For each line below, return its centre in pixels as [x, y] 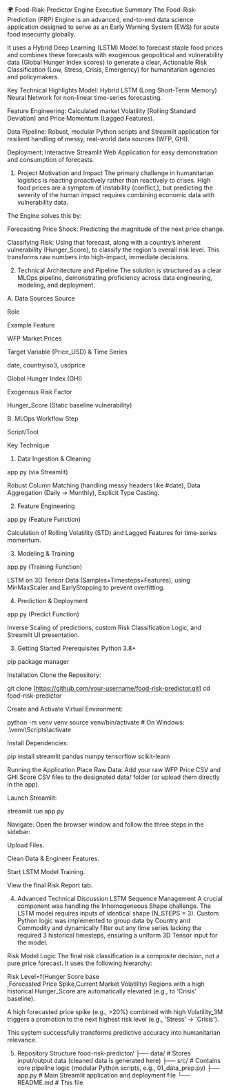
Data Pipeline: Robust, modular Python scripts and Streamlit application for [113, 132]
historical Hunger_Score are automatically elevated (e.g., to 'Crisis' [102, 991]
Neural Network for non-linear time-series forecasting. [85, 98]
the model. [32, 942]
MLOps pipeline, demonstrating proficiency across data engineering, [114, 277]
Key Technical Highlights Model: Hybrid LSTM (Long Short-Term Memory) [112, 90]
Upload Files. [26, 845]
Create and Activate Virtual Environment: [65, 709]
